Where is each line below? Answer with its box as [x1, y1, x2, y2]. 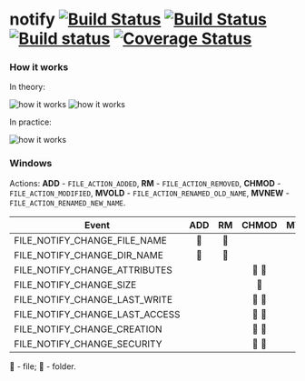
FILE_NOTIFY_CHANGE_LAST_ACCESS [14, 307, 181, 320]
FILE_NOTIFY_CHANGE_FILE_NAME [14, 234, 168, 246]
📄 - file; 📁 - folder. [9, 360, 77, 372]
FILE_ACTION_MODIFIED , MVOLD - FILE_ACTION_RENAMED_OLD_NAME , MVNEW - [9, 187, 290, 198]
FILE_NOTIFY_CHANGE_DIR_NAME [14, 248, 163, 261]
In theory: [9, 82, 45, 93]
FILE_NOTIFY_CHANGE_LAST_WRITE [14, 293, 173, 306]
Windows [9, 157, 53, 170]
